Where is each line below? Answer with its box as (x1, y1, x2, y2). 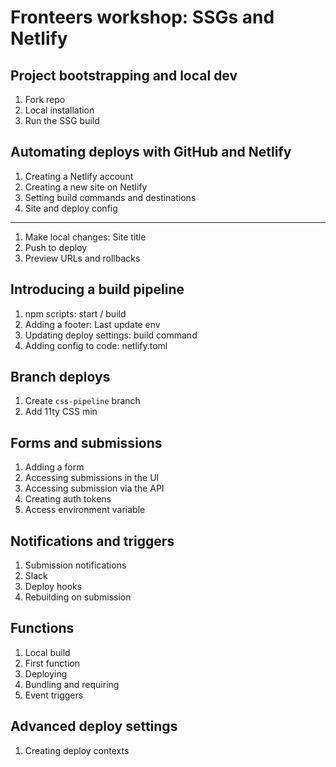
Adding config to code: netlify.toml (24, 339, 168, 351)
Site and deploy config (24, 202, 118, 214)
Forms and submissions (10, 434, 163, 451)
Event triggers (24, 689, 84, 701)
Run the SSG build (24, 115, 100, 126)
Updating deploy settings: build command (24, 329, 198, 341)
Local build (24, 646, 71, 658)
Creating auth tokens (24, 493, 112, 505)
